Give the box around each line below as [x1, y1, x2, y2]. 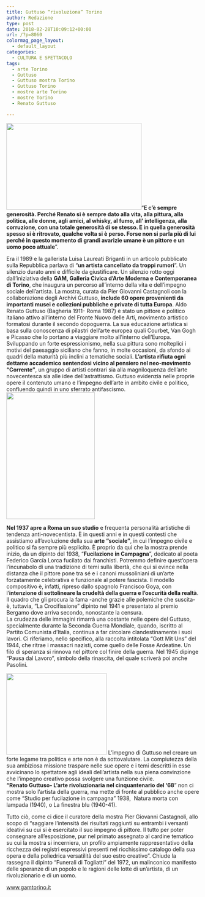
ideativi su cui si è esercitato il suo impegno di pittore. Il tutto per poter [6, 826, 184, 833]
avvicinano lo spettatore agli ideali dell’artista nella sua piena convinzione [6, 768, 191, 775]
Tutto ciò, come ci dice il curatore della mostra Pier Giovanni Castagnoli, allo [6, 813, 198, 820]
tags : [6, 60, 20, 66]
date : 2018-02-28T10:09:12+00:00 [6, 26, 92, 33]
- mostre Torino [12, 95, 53, 101]
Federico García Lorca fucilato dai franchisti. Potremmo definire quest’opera [6, 556, 198, 564]
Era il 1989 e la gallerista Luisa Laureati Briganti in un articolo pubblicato [6, 255, 188, 262]
